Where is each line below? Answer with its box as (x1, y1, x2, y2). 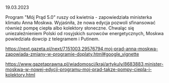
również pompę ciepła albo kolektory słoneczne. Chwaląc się (5, 25, 134, 31)
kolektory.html (5, 72, 36, 78)
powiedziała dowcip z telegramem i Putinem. (5, 36, 100, 42)
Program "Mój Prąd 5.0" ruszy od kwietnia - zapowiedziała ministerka (5, 14, 152, 20)
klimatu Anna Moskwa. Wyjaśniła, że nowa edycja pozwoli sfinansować (5, 20, 156, 25)
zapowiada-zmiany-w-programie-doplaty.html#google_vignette (5, 51, 139, 57)
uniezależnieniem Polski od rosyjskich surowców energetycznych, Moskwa (5, 31, 164, 36)
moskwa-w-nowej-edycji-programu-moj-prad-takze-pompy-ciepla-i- (5, 66, 152, 72)
